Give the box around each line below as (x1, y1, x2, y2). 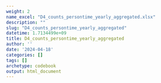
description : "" (6, 19, 46, 25)
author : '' (6, 41, 33, 47)
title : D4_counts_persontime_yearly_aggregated (6, 36, 125, 41)
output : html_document (6, 68, 61, 74)
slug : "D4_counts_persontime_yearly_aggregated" (6, 25, 127, 31)
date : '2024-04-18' (6, 47, 54, 53)
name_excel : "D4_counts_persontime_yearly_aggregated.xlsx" (6, 14, 156, 20)
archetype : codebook (6, 63, 57, 69)
